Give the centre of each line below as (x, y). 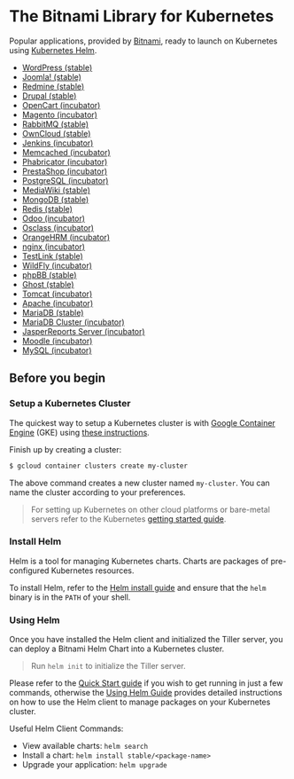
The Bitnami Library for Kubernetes (142, 16)
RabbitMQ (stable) (55, 124)
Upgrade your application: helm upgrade (94, 765)
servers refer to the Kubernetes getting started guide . (128, 519)
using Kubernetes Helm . (53, 50)
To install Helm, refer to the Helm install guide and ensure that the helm (138, 587)
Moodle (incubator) (57, 341)
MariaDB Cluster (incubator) (73, 322)
